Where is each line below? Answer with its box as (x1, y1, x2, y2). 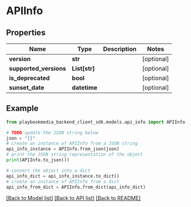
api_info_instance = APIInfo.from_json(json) (6, 146, 119, 152)
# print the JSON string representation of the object (6, 152, 143, 158)
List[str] (72, 65, 95, 72)
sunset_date (9, 84, 45, 92)
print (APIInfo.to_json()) (6, 157, 69, 163)
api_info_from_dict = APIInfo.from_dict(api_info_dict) (6, 184, 146, 190)
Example (6, 103, 39, 113)
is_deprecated (9, 74, 50, 82)
